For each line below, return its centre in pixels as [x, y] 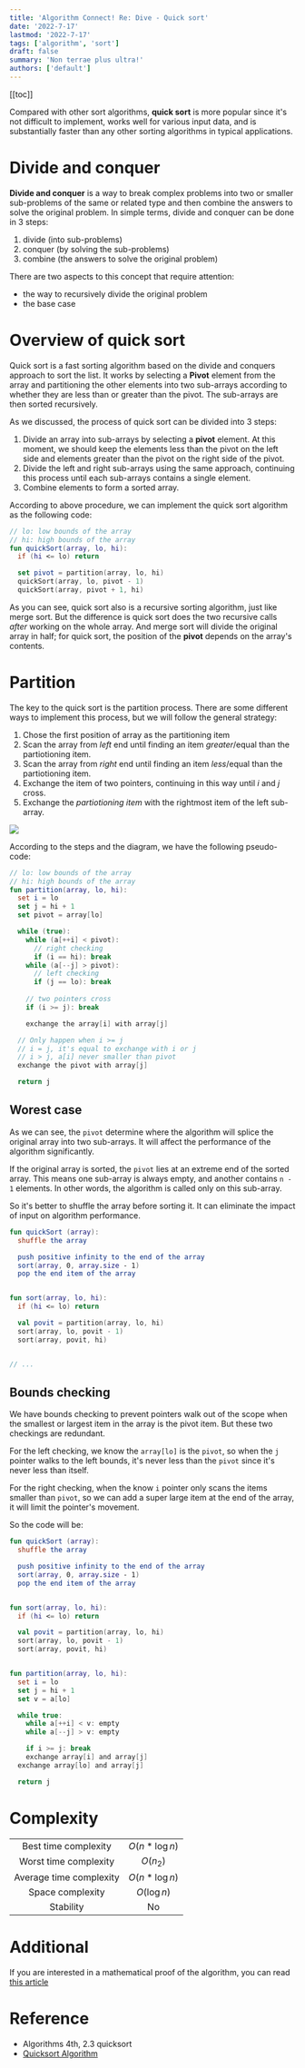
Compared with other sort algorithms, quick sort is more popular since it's [148, 112]
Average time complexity [67, 1877]
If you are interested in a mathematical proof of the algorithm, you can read [150, 1972]
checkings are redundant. [58, 1433]
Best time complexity [67, 1846]
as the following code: [51, 515]
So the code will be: [46, 1525]
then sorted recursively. [54, 404]
